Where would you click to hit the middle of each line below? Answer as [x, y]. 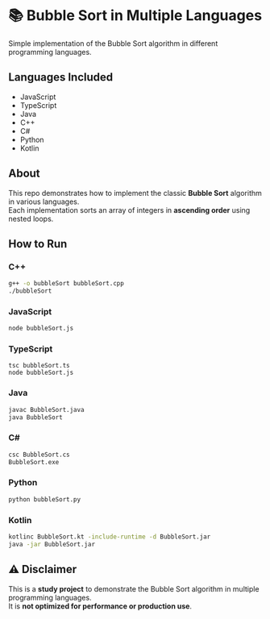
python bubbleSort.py [45, 499]
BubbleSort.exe [34, 462]
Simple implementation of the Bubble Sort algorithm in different [113, 43]
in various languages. [44, 201]
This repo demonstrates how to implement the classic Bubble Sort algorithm [135, 193]
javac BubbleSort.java [46, 409]
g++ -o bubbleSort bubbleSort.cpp [66, 284]
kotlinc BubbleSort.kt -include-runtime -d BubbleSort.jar [110, 537]
